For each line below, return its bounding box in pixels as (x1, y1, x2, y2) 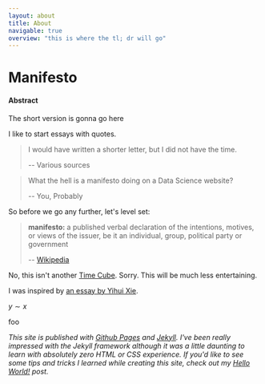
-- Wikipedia (27, 254, 70, 265)
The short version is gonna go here (8, 113, 124, 123)
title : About (8, 19, 52, 27)
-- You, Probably (27, 191, 83, 200)
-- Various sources (27, 160, 90, 169)
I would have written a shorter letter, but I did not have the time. (27, 144, 238, 154)
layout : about (8, 11, 56, 20)
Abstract (8, 95, 38, 105)
